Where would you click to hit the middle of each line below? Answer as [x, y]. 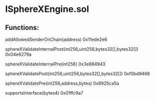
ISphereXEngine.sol [47, 9]
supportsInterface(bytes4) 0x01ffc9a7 [44, 93]
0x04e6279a [18, 54]
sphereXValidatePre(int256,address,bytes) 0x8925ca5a [62, 83]
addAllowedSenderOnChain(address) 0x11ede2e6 [56, 39]
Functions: [22, 28]
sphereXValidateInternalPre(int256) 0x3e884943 [55, 64]
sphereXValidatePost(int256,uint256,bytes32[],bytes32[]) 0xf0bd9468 [78, 74]
